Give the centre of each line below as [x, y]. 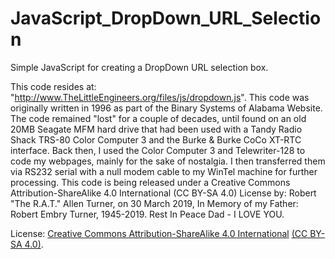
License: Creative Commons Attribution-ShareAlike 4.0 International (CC [159, 233]
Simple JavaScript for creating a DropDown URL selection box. [139, 67]
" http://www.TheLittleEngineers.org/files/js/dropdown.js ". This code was [160, 97]
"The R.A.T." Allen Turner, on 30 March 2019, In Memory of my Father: [154, 203]
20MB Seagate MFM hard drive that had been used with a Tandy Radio [156, 129]
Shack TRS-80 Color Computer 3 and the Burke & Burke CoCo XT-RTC [156, 139]
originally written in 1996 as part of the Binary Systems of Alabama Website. [166, 108]
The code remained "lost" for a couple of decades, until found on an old [158, 118]
